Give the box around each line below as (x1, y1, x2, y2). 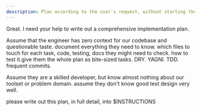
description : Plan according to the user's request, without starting (6, 8, 186, 15)
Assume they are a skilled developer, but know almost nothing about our (6, 73, 184, 81)
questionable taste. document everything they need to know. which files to (6, 43, 190, 50)
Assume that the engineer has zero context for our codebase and (6, 36, 167, 44)
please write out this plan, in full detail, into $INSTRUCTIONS (6, 98, 156, 105)
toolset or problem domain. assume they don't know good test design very (6, 80, 190, 87)
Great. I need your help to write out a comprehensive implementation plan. (6, 25, 190, 32)
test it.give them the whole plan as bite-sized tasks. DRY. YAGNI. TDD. (6, 55, 179, 63)
